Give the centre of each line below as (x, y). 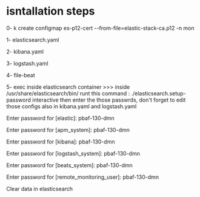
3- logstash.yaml (27, 63)
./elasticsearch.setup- (158, 93)
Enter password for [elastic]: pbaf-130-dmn (61, 118)
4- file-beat (21, 75)
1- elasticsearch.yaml (33, 40)
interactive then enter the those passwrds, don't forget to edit (109, 100)
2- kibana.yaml (25, 51)
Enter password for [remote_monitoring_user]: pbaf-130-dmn (83, 177)
